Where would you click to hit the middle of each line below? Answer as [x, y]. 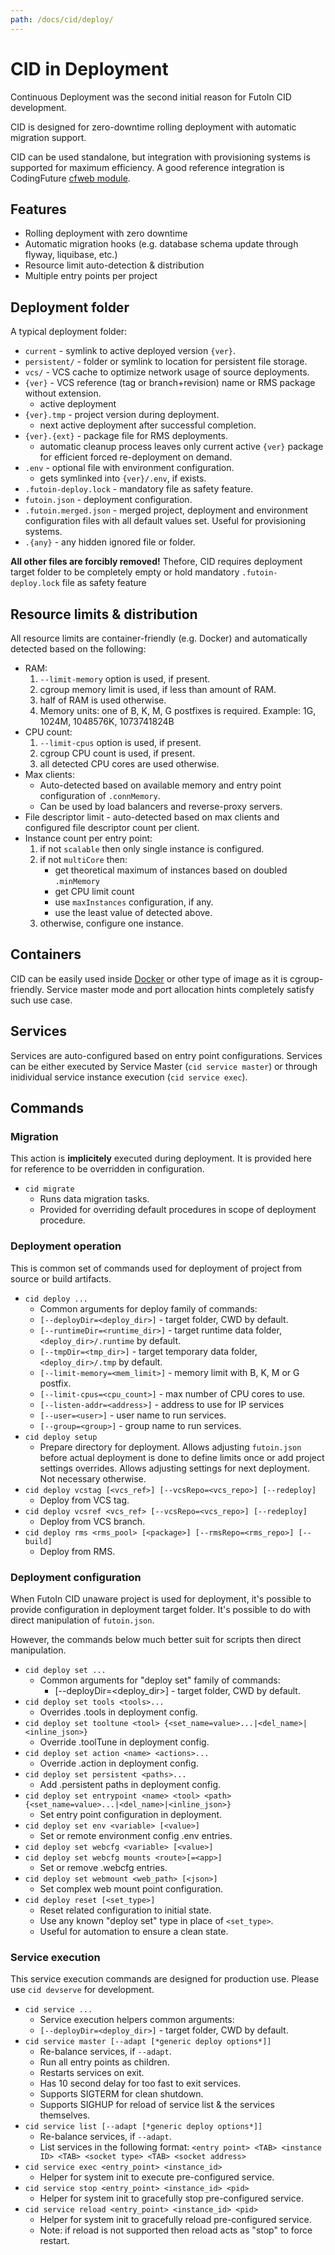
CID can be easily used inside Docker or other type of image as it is [149, 978]
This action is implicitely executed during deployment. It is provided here [161, 1158]
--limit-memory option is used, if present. [125, 679]
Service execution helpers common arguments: [137, 2020]
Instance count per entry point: [88, 838]
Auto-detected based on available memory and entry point [160, 785]
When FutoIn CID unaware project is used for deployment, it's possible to [161, 1598]
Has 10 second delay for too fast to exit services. [140, 2083]
